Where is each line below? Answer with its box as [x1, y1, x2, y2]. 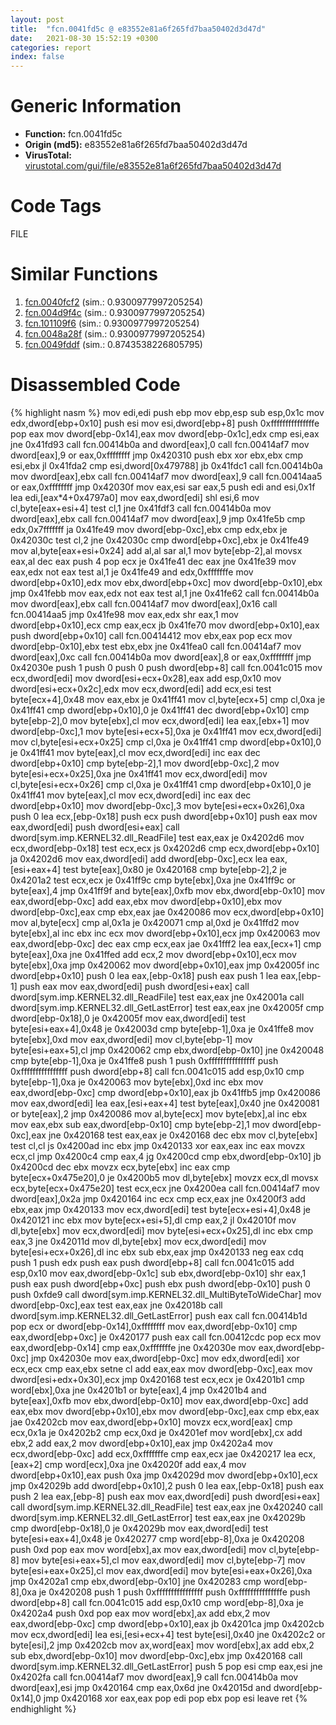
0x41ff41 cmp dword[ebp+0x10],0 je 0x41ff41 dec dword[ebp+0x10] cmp [10, 704, 310, 716]
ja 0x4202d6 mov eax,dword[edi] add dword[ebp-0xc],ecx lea [10, 852, 268, 865]
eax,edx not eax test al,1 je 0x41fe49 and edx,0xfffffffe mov [10, 566, 254, 578]
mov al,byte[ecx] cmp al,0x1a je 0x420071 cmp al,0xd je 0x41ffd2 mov [10, 916, 300, 928]
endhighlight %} [10, 1702, 77, 1715]
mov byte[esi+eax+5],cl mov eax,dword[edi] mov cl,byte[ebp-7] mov [21, 1554, 306, 1566]
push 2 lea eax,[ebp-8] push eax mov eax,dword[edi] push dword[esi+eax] [10, 1490, 321, 1502]
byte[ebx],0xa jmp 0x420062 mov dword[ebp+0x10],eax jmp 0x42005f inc [10, 959, 320, 971]
